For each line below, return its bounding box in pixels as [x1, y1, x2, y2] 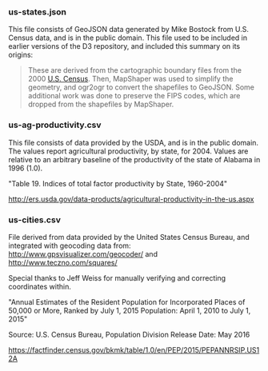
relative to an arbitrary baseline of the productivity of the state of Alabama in [8, 154, 261, 164]
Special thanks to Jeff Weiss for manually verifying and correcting [8, 273, 226, 282]
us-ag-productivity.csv [8, 119, 102, 130]
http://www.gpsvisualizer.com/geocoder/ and [8, 249, 158, 258]
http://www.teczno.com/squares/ [8, 257, 118, 267]
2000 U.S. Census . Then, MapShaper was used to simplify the [27, 74, 234, 84]
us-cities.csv [8, 214, 62, 225]
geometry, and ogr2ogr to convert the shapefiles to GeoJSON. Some [27, 82, 254, 92]
